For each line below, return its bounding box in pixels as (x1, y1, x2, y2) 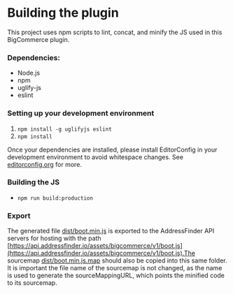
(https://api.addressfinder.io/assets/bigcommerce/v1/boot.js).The (7, 249, 196, 258)
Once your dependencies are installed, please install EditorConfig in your (7, 145, 218, 154)
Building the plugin (7, 5, 119, 21)
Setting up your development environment (7, 108, 155, 118)
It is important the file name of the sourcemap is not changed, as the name (7, 264, 223, 272)
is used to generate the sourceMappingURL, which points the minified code (7, 271, 225, 280)
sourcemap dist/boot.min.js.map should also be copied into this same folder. (7, 256, 227, 265)
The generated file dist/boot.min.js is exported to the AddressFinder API (7, 227, 215, 235)
